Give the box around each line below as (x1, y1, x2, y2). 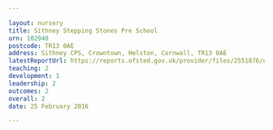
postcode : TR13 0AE (8, 41, 75, 50)
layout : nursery (8, 19, 63, 27)
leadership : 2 (8, 79, 57, 88)
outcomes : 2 (8, 87, 49, 95)
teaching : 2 (8, 64, 49, 73)
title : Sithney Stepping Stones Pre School (8, 26, 158, 35)
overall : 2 (8, 94, 45, 102)
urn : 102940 (8, 34, 49, 42)
